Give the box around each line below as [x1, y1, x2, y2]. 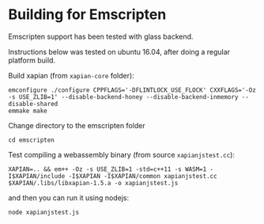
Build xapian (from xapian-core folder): [8, 70, 134, 80]
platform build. [8, 55, 56, 65]
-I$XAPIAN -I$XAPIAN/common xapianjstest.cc [68, 172, 217, 180]
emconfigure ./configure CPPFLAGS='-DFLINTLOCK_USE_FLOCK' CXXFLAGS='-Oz [8, 85, 257, 94]
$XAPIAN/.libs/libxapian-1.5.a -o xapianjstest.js [8, 179, 179, 187]
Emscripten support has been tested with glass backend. [8, 32, 194, 41]
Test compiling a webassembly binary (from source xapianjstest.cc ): [8, 150, 236, 159]
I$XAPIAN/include [8, 172, 66, 180]
